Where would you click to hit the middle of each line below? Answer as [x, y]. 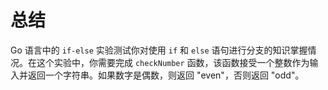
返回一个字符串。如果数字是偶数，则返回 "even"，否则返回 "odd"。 [166, 75]
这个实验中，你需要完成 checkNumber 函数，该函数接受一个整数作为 [173, 62]
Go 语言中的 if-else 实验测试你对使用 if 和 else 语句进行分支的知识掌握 [159, 50]
